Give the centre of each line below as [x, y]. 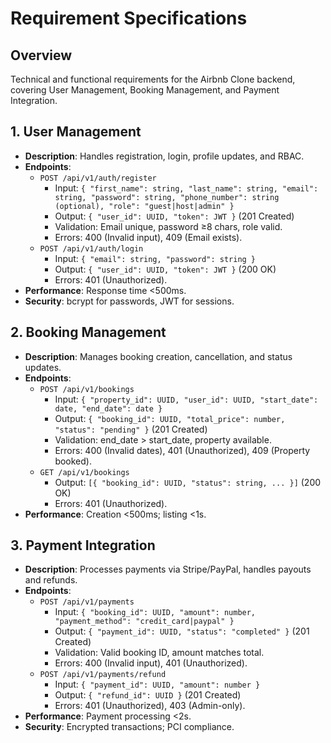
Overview [41, 55]
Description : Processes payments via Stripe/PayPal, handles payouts [168, 569]
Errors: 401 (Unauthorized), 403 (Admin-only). [150, 706]
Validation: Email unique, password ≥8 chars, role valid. [168, 226]
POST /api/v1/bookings [87, 389]
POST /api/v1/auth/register [98, 178]
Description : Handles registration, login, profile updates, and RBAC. [164, 156]
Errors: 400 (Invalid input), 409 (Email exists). [148, 237]
